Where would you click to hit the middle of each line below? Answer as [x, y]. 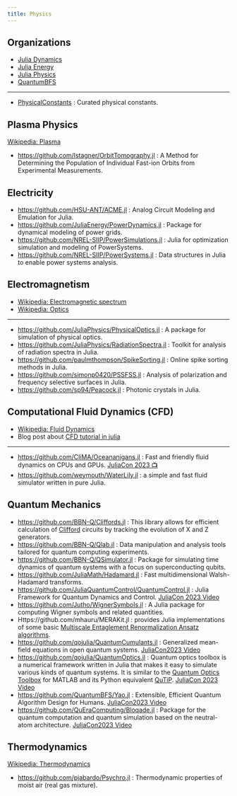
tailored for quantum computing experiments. [83, 552]
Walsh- [219, 575]
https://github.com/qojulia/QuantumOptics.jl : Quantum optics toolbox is [122, 657]
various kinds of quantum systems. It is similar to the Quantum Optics [119, 672]
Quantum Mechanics [54, 505]
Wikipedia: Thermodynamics [49, 764]
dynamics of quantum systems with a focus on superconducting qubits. [122, 567]
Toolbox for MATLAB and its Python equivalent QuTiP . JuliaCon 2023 [118, 679]
